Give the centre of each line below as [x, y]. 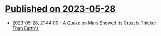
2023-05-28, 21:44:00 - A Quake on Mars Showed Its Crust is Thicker [84, 23]
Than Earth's [25, 28]
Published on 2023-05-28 [60, 9]
